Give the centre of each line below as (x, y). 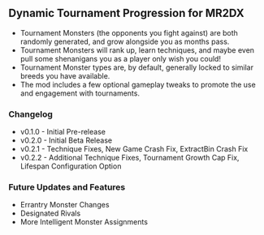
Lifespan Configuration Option (71, 166)
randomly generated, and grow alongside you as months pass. (125, 41)
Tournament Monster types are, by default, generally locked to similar (137, 67)
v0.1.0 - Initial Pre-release (63, 132)
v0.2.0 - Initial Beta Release (66, 140)
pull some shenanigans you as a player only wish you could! (121, 58)
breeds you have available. (65, 75)
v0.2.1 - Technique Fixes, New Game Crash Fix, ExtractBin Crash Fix (134, 149)
